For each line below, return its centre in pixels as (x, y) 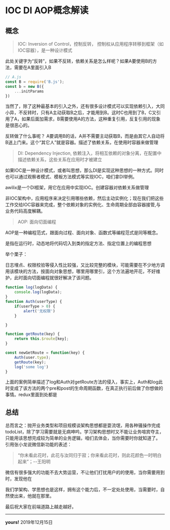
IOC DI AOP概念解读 (47, 10)
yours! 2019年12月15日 (29, 522)
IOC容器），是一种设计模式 (45, 50)
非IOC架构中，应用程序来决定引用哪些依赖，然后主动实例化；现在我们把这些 (84, 198)
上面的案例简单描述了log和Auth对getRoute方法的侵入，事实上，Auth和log (82, 382)
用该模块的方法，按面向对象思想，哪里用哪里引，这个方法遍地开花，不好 (80, 271)
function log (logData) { (31, 288)
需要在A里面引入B (33, 67)
